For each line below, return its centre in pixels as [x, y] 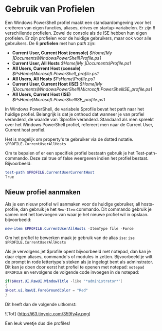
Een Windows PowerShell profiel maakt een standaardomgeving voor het [78, 22]
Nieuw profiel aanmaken [43, 192]
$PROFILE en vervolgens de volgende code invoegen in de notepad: [72, 272]
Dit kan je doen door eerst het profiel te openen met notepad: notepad [75, 267]
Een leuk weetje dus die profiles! [38, 323]
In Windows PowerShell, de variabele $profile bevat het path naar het [75, 109]
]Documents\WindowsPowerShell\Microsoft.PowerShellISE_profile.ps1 [82, 89]
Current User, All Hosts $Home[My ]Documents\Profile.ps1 [72, 63]
